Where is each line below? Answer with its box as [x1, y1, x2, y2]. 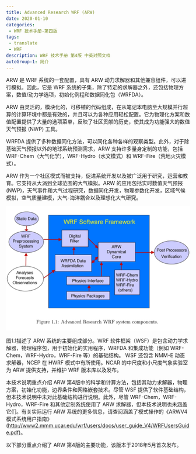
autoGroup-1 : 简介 [6, 59, 49, 64]
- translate [8, 40, 38, 46]
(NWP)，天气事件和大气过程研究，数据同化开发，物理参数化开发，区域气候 [6, 187, 185, 194]
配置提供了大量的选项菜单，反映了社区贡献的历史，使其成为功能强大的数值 [10, 118, 190, 125]
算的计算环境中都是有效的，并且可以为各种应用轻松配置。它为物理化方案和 [6, 111, 185, 118]
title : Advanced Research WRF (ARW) [6, 9, 95, 15]
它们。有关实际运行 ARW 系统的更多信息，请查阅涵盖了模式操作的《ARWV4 [6, 408, 188, 415]
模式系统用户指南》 [6, 415, 52, 422]
